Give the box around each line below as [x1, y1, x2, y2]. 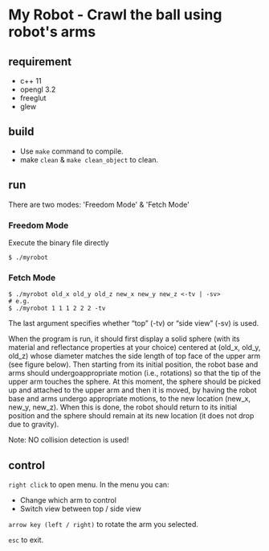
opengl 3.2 [19, 84, 56, 94]
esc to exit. [8, 535, 44, 545]
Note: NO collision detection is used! [8, 435, 129, 445]
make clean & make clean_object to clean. [19, 154, 159, 164]
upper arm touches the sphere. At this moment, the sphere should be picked [8, 376, 261, 387]
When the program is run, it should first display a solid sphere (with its [8, 334, 240, 343]
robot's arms [8, 23, 96, 41]
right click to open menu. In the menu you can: [8, 480, 170, 490]
